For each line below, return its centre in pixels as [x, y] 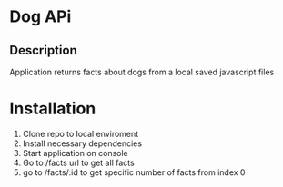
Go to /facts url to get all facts [78, 162]
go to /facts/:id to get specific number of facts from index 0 [134, 172]
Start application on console [76, 153]
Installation [53, 108]
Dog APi [40, 17]
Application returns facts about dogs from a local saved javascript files [142, 72]
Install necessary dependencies [82, 143]
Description [43, 50]
